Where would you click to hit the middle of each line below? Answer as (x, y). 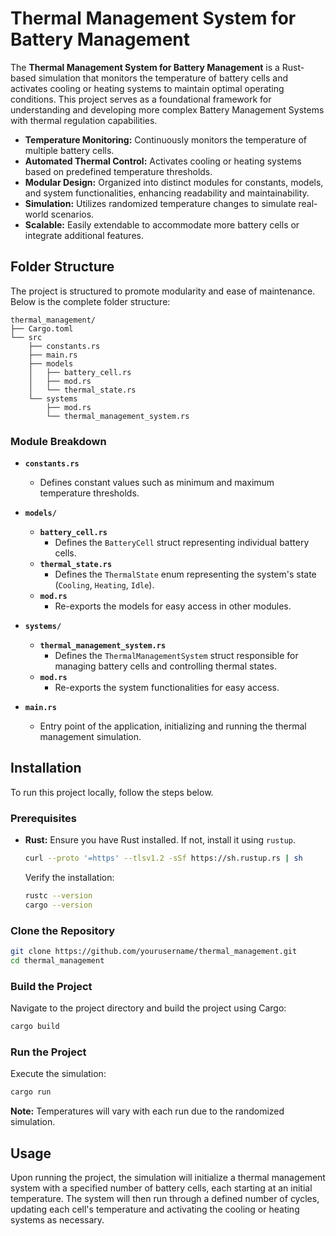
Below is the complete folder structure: (90, 301)
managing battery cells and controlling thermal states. (165, 666)
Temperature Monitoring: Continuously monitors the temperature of (166, 139)
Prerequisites (43, 818)
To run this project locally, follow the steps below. (112, 792)
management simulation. (90, 737)
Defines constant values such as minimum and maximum (157, 483)
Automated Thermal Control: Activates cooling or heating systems (163, 161)
